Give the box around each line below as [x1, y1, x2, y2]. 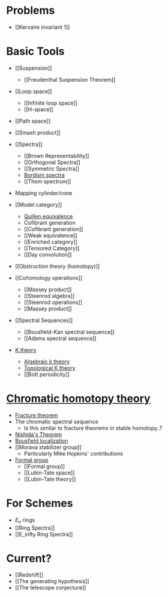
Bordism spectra [23, 171, 65, 178]
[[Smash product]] [14, 129, 61, 136]
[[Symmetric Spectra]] [23, 165, 80, 172]
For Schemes [6, 497, 73, 510]
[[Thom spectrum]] [23, 178, 71, 185]
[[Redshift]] [14, 571, 44, 578]
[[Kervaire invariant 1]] [14, 23, 70, 31]
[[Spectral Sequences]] [14, 317, 73, 324]
